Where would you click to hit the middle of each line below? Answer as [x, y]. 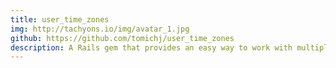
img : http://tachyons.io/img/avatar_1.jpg [100, 29]
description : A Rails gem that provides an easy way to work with [151, 47]
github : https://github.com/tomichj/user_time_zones [122, 38]
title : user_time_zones [60, 19]
